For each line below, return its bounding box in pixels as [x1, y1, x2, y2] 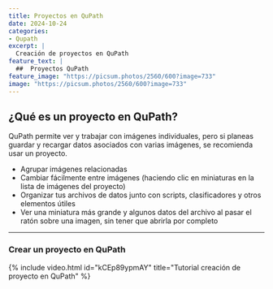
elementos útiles [19, 199, 76, 209]
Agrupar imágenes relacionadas [19, 164, 128, 175]
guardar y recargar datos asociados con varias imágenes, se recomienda [8, 140, 253, 150]
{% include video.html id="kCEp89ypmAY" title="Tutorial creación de [8, 262, 241, 272]
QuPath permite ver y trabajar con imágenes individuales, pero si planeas [8, 132, 254, 141]
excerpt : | [8, 42, 45, 50]
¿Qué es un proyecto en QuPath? [8, 110, 179, 123]
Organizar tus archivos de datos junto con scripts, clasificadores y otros [19, 190, 262, 200]
